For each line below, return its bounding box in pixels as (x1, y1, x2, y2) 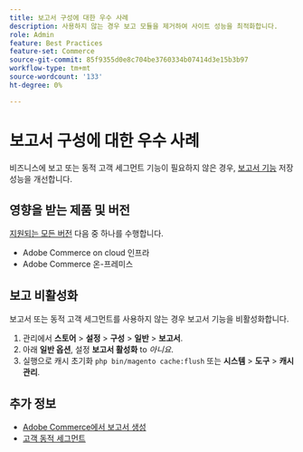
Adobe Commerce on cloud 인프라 (22, 247, 150, 258)
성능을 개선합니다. (9, 173, 73, 184)
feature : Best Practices (9, 38, 103, 48)
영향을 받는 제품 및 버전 (9, 202, 131, 217)
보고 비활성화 (9, 287, 79, 303)
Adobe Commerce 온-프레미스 (22, 259, 134, 270)
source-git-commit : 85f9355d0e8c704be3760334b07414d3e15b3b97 (9, 55, 249, 64)
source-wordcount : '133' (9, 72, 103, 82)
